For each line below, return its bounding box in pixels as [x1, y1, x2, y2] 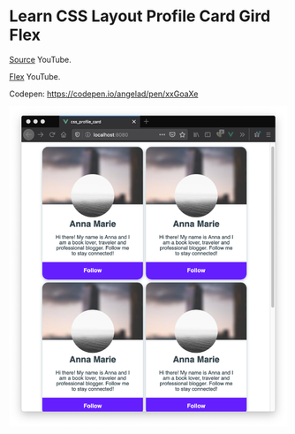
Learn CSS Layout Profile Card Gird [9, 6, 271, 27]
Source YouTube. [9, 54, 72, 65]
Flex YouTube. [9, 71, 61, 81]
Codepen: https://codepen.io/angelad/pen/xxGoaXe [9, 88, 199, 99]
